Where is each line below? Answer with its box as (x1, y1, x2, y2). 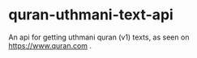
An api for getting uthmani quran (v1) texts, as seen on (8, 32, 190, 42)
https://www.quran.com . (8, 40, 92, 50)
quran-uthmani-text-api (8, 6, 174, 24)
